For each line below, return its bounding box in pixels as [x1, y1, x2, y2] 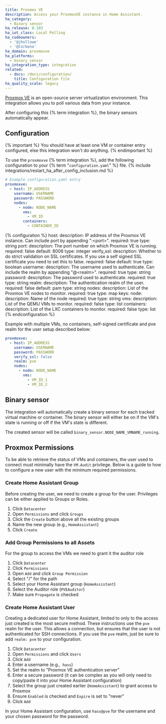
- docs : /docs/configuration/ [9, 72, 72, 77]
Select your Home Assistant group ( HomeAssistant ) [12, 581, 116, 587]
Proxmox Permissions [5, 443, 74, 452]
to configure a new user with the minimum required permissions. [5, 467, 137, 473]
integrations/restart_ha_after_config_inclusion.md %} [5, 168, 113, 174]
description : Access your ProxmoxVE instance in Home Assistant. [5, 12, 143, 17]
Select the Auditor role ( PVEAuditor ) [12, 586, 85, 592]
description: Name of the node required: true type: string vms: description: [5, 296, 158, 302]
